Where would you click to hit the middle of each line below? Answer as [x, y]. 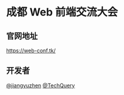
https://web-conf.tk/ [31, 50]
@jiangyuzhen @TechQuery [41, 85]
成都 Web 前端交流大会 [62, 12]
